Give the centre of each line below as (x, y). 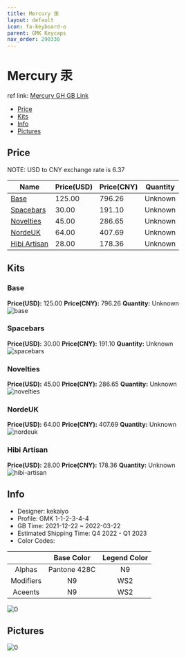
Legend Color (125, 557)
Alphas (26, 569)
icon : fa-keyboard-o (37, 26)
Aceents (26, 592)
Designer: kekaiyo (43, 511)
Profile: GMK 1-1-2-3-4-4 (53, 518)
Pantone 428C (72, 569)
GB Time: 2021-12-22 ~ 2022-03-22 (69, 525)
